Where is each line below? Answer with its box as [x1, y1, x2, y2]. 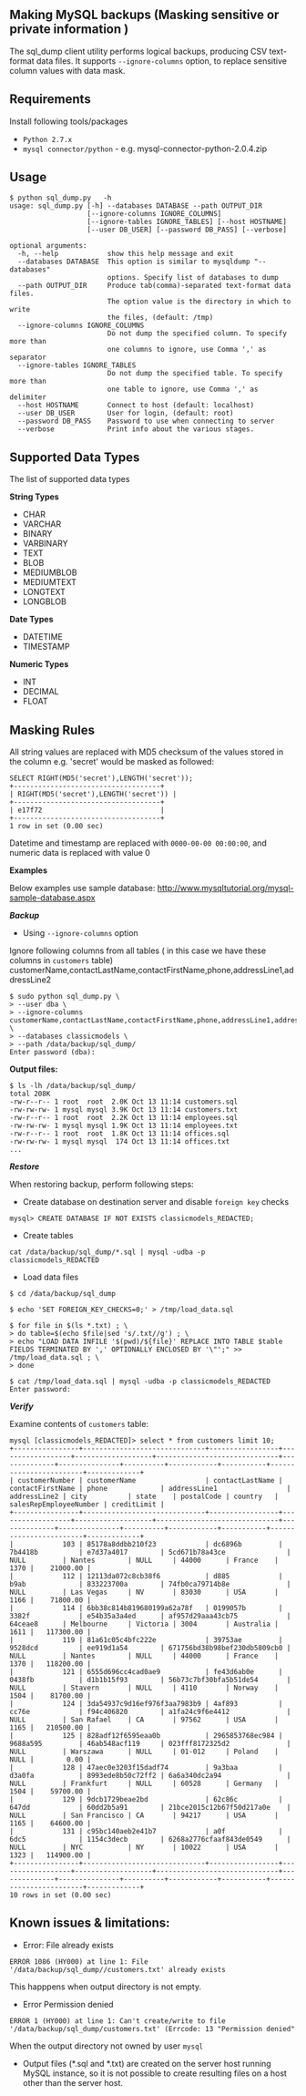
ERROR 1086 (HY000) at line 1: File [9, 1957, 148, 1967]
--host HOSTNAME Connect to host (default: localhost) [17, 401, 255, 410]
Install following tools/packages [9, 116, 128, 127]
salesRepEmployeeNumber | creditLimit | [9, 1500, 166, 1509]
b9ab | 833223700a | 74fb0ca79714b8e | [9, 1580, 291, 1589]
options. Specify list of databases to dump [107, 273, 280, 283]
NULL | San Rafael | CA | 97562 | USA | [9, 1715, 280, 1725]
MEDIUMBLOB [22, 567, 77, 578]
